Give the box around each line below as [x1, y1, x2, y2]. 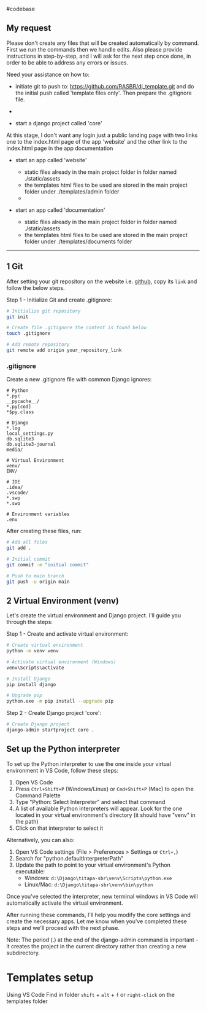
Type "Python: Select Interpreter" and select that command [15, 798, 166, 805]
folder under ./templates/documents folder [24, 238, 132, 245]
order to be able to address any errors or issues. [6, 58, 129, 66]
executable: [15, 867, 45, 875]
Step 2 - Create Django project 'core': [6, 709, 102, 717]
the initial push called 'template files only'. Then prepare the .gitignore [15, 89, 192, 96]
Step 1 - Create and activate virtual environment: [6, 630, 129, 638]
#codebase [6, 6, 36, 12]
